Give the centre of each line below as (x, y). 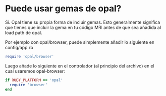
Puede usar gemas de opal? (63, 9)
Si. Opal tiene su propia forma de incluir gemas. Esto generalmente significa (83, 22)
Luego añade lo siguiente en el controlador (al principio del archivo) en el (80, 66)
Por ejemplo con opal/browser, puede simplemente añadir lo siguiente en (80, 42)
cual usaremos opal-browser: (35, 71)
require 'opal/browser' (30, 56)
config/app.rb (19, 47)
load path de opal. (24, 32)
